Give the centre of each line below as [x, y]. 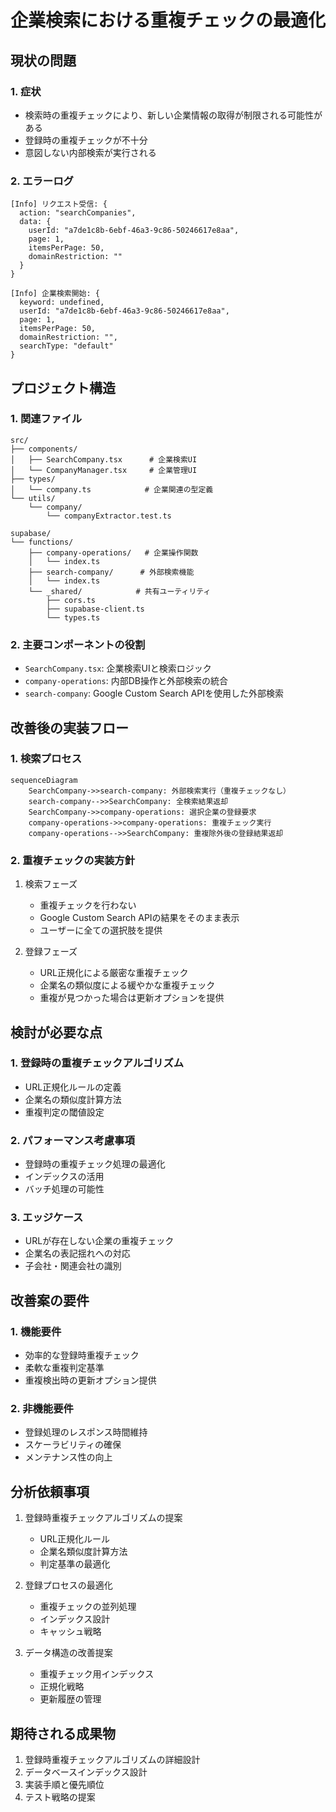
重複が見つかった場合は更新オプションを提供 [132, 998]
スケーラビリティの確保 [73, 1445]
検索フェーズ [51, 884]
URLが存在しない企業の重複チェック [99, 1241]
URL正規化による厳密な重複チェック [114, 973]
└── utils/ [33, 498]
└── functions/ [42, 542]
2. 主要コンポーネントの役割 [78, 644]
